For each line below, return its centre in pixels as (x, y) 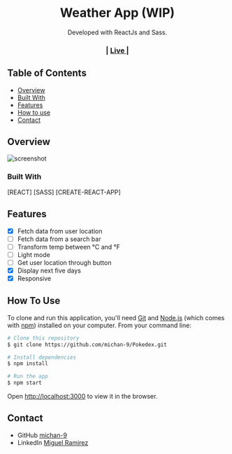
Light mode (34, 254)
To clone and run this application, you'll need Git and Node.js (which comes (116, 317)
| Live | (117, 50)
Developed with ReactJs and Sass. (117, 32)
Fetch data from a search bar (59, 239)
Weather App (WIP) (117, 13)
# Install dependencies (42, 357)
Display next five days (49, 270)
